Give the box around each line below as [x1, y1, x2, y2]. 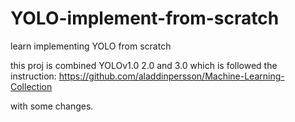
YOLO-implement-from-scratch [10, 7, 280, 30]
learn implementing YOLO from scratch [10, 40, 172, 52]
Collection [10, 80, 53, 92]
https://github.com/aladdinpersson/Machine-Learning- [58, 70, 285, 82]
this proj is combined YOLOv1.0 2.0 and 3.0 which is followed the [10, 59, 278, 71]
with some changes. [10, 100, 94, 112]
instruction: [10, 70, 57, 82]
